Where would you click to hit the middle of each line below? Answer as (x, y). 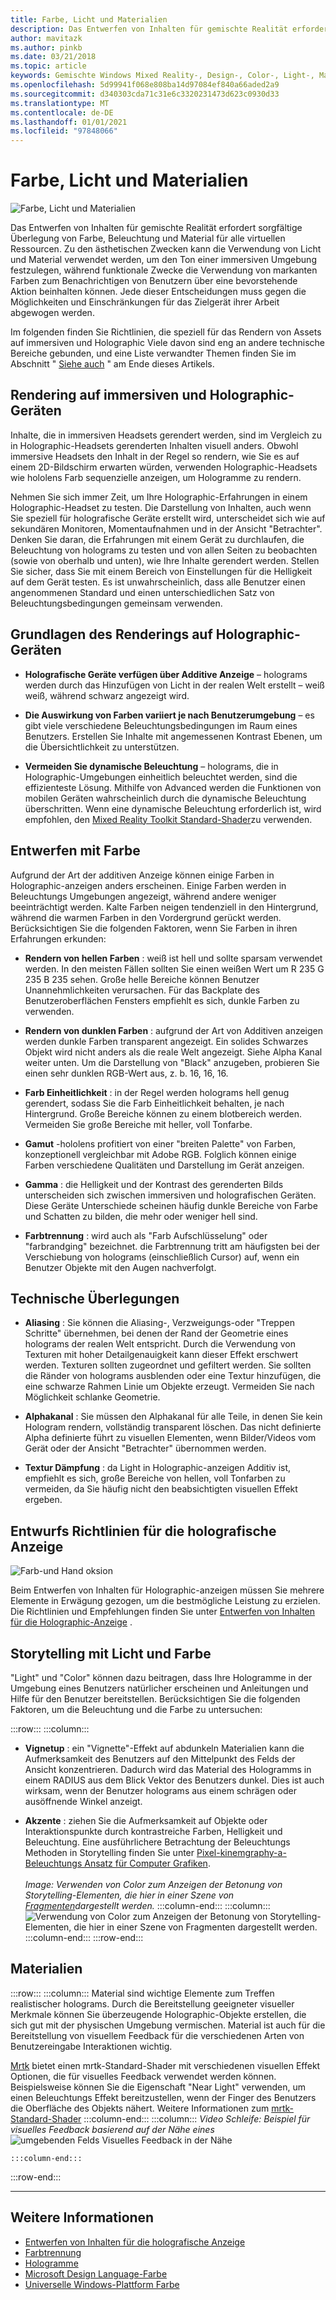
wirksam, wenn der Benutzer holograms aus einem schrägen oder (161, 1790)
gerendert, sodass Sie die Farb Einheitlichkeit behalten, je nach (154, 1103)
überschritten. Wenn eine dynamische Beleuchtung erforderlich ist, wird (173, 808)
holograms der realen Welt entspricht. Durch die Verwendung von (160, 1344)
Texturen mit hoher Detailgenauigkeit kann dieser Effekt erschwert (161, 1355)
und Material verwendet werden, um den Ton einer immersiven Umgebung (163, 260)
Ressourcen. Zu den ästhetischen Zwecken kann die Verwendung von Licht (166, 249)
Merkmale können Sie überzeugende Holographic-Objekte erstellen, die (158, 2014)
